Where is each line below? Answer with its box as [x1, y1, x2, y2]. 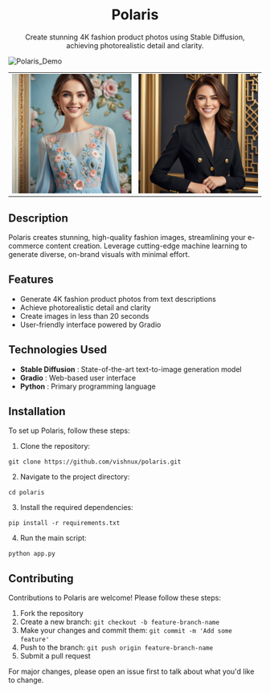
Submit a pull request [19, 651, 91, 661]
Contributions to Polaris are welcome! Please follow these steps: [8, 593, 222, 603]
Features [8, 273, 54, 287]
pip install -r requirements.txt [8, 520, 121, 528]
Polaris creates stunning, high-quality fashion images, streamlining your [8, 233, 247, 242]
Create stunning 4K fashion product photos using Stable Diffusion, [25, 32, 245, 42]
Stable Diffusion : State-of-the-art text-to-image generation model [19, 364, 243, 374]
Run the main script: [19, 533, 87, 543]
